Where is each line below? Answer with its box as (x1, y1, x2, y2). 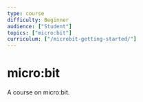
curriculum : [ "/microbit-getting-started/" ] (7, 36, 137, 43)
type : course (7, 10, 45, 17)
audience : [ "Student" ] (7, 23, 72, 30)
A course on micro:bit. (7, 88, 70, 96)
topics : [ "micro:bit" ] (7, 29, 72, 37)
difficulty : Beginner (7, 17, 69, 23)
